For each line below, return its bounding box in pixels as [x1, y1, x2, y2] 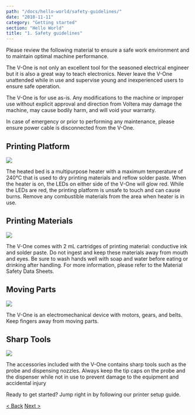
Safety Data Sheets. [6, 268, 55, 275]
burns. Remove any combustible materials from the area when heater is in [6, 193, 185, 200]
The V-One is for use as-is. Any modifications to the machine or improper [6, 95, 184, 102]
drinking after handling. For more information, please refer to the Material [6, 261, 183, 268]
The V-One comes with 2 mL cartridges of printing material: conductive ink [6, 242, 187, 249]
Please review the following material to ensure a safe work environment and [6, 46, 190, 53]
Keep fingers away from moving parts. [6, 318, 99, 325]
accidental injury [6, 380, 46, 387]
